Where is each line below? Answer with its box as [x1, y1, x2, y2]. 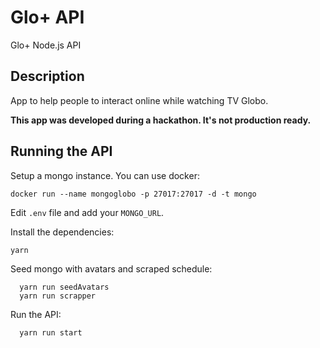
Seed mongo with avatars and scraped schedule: [10, 262, 213, 275]
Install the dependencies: [10, 226, 115, 238]
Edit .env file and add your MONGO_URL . [10, 206, 165, 218]
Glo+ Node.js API [10, 39, 82, 51]
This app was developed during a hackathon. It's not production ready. [10, 114, 312, 126]
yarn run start [19, 327, 83, 338]
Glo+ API [10, 6, 85, 29]
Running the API [10, 143, 113, 160]
